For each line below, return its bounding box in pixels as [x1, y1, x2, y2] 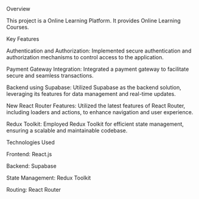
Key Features [6, 35, 40, 42]
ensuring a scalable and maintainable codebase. [6, 127, 128, 134]
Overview [6, 5, 30, 12]
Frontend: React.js [6, 151, 52, 157]
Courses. [6, 24, 29, 31]
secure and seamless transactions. [6, 72, 94, 79]
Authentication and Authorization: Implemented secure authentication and [6, 47, 192, 54]
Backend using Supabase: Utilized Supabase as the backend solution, [6, 84, 181, 91]
